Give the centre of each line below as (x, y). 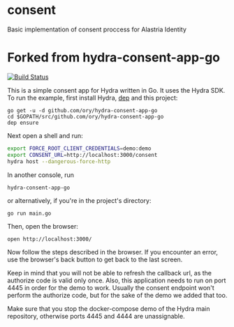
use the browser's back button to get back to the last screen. (95, 259)
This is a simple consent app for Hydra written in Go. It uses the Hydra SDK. (116, 90)
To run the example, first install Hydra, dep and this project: (93, 98)
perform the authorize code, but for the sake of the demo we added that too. (117, 295)
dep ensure (23, 123)
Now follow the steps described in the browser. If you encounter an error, (113, 252)
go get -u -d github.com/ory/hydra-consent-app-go (82, 110)
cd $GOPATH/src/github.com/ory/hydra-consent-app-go (86, 116)
